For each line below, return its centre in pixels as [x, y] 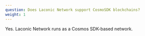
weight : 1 [16, 14]
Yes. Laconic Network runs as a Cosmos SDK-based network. [69, 28]
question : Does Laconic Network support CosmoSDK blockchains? [73, 10]
